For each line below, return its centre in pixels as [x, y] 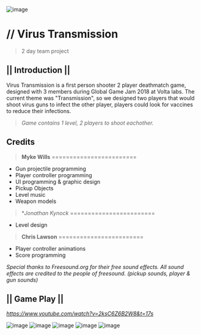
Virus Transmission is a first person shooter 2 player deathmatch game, [96, 85]
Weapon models [36, 201]
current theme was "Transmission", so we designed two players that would [100, 98]
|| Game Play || [35, 299]
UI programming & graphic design [58, 182]
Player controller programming [54, 175]
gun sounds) [22, 280]
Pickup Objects [34, 188]
